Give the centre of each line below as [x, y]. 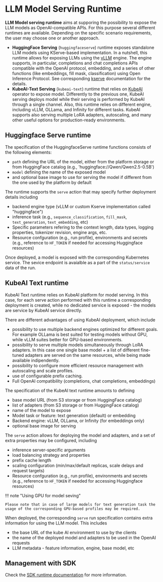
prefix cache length [32, 460]
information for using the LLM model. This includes [56, 523]
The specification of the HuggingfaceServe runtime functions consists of [78, 147]
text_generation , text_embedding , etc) [50, 222]
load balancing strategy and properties [51, 455]
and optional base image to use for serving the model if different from [82, 177]
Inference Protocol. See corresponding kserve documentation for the [81, 78]
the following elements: [28, 152]
